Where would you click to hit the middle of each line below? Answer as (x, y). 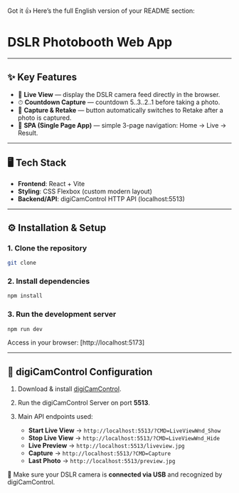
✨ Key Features (42, 77)
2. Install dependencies (49, 281)
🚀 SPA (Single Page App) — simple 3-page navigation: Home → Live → (122, 125)
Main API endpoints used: (55, 417)
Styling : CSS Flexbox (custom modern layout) (85, 191)
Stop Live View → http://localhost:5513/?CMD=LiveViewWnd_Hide (124, 438)
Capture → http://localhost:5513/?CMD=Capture (100, 453)
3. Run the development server (62, 315)
